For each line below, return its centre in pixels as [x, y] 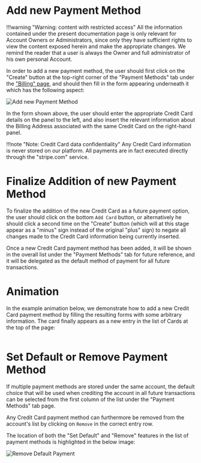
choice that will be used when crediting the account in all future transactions [101, 393]
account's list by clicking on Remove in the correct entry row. [80, 424]
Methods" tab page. [31, 406]
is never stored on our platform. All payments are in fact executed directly [97, 151]
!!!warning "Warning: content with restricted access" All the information [94, 27]
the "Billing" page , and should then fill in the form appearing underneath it [97, 83]
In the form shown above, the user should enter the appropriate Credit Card [100, 113]
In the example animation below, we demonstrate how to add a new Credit [97, 308]
